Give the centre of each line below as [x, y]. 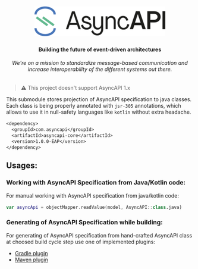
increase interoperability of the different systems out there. [100, 69]
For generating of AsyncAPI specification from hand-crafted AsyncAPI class [99, 235]
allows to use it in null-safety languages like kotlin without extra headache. [99, 112]
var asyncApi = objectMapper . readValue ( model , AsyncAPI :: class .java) [94, 207]
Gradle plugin [31, 253]
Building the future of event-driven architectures [100, 49]
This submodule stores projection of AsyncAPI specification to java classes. [99, 99]
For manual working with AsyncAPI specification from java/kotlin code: [93, 195]
